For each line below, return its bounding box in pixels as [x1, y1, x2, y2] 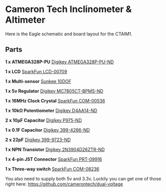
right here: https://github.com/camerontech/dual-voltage [5, 181, 123, 187]
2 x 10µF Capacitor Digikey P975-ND [5, 117, 82, 123]
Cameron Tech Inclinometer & [5, 4, 132, 15]
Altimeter [5, 14, 46, 26]
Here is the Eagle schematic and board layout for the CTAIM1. [5, 31, 132, 37]
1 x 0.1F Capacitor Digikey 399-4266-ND [5, 127, 90, 133]
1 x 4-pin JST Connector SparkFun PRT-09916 [5, 156, 102, 162]
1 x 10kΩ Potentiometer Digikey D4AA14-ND [5, 107, 98, 114]
